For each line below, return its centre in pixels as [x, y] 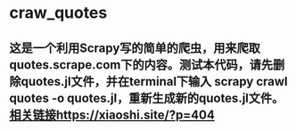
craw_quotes [58, 13]
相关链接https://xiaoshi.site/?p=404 [112, 115]
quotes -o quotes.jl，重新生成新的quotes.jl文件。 [147, 98]
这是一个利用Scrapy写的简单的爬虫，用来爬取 [135, 48]
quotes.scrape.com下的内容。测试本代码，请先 [141, 65]
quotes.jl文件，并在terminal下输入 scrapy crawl [154, 82]
